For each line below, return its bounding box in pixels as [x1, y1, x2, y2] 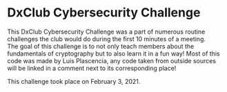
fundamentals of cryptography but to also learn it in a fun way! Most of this [7, 49, 220, 58]
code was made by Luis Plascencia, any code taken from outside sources [7, 56, 216, 65]
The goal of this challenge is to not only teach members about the [7, 42, 195, 50]
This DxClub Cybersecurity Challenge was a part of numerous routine [7, 27, 206, 36]
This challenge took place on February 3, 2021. [7, 77, 141, 85]
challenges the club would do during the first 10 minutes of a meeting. [7, 34, 206, 43]
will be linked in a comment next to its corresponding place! [7, 64, 177, 72]
